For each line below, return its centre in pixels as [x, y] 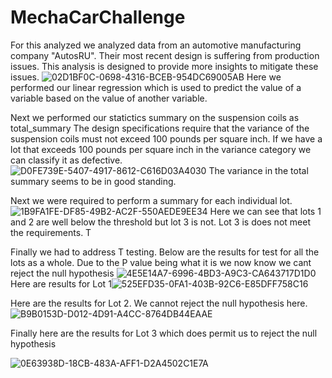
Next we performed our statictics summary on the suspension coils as [155, 117]
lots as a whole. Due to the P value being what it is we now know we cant [161, 262]
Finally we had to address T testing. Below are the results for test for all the [165, 252]
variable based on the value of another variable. [109, 98]
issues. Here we [146, 77]
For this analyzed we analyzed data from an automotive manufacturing [156, 45]
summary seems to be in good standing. [93, 181]
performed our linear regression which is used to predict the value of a [156, 87]
